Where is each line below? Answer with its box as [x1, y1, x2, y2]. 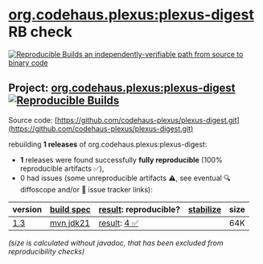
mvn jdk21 [49, 217, 91, 229]
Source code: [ [8, 115, 58, 125]
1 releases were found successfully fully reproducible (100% [19, 155, 223, 164]
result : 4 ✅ [98, 217, 139, 229]
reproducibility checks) [8, 246, 85, 256]
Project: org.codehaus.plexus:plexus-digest [8, 81, 236, 95]
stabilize [187, 204, 222, 215]
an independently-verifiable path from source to [84, 49, 244, 59]
